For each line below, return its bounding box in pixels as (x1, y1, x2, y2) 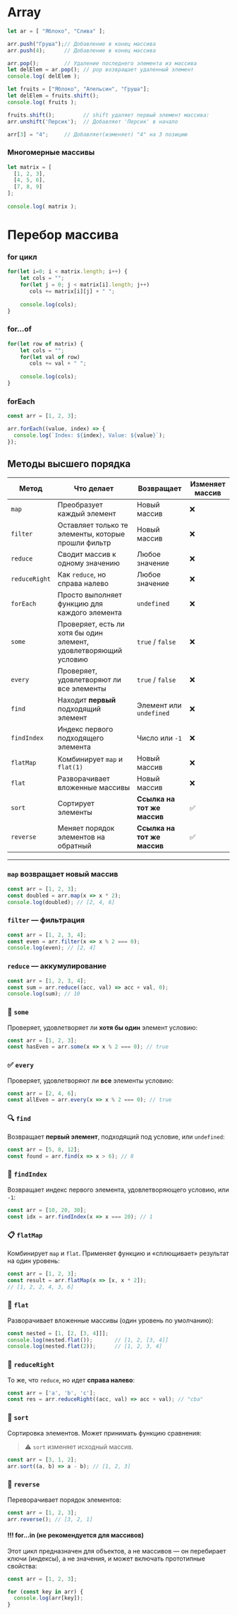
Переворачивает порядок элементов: (7, 1496, 122, 1504)
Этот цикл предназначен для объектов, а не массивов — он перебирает (7, 1546, 226, 1555)
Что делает (73, 483, 114, 493)
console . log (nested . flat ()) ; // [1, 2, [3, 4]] (7, 1337, 169, 1344)
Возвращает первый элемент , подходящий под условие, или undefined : (7, 1132, 225, 1141)
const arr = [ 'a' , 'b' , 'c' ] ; (7, 1390, 97, 1397)
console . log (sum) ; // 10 (7, 990, 80, 997)
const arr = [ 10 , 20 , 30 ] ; (7, 1206, 87, 1214)
